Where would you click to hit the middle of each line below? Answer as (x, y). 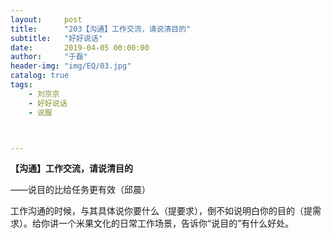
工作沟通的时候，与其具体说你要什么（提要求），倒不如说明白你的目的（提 (161, 211)
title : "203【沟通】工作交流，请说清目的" (101, 29)
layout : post (46, 19)
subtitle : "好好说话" (56, 38)
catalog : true (40, 76)
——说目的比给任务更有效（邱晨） (80, 190)
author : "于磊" (49, 57)
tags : (21, 85)
